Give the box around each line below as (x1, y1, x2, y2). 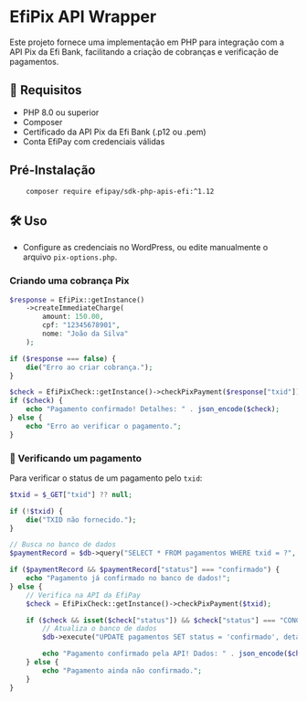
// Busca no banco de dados (9, 540, 117, 549)
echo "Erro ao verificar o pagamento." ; (26, 421, 182, 430)
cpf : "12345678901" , (42, 321, 121, 330)
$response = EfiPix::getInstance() (9, 295, 145, 304)
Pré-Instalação (9, 163, 96, 178)
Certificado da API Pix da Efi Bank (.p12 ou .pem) (22, 126, 207, 137)
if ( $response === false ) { (9, 354, 117, 363)
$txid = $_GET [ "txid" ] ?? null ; (9, 490, 132, 499)
